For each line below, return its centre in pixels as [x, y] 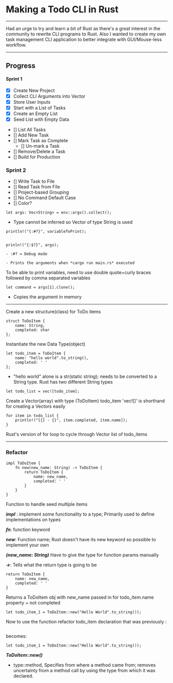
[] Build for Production [37, 157]
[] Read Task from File [37, 187]
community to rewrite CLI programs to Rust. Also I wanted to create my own [86, 34]
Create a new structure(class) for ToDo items [53, 312]
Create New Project [34, 90]
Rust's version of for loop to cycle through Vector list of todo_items [77, 434]
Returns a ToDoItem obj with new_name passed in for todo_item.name [80, 597]
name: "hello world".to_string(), [52, 358]
